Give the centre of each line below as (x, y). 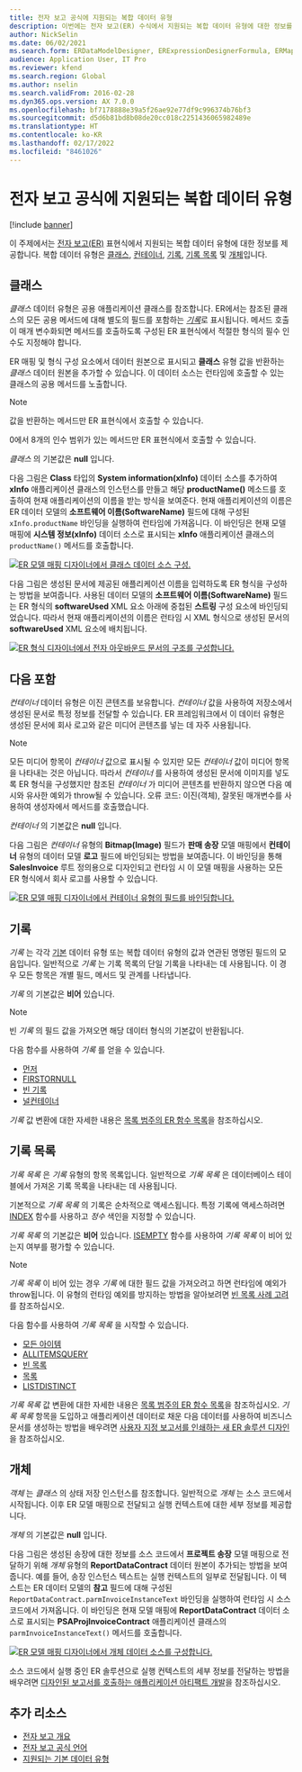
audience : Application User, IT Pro (78, 59)
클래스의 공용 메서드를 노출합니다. (68, 384)
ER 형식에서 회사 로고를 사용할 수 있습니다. (84, 879)
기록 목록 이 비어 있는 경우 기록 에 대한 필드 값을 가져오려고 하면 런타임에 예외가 (148, 1283)
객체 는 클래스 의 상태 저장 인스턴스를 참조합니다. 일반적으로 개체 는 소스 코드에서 (151, 1493)
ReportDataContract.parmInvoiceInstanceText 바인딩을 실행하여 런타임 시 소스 (150, 1598)
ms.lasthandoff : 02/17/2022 (62, 143)
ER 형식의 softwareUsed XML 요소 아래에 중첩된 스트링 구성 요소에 (138, 606)
